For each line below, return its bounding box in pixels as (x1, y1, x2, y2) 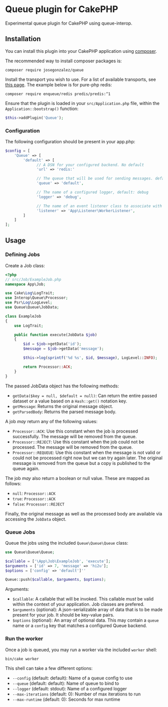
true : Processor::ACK (12, 495, 56, 501)
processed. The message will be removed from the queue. (12, 444, 133, 450)
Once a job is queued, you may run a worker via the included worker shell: (5, 647, 157, 653)
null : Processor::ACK (12, 490, 56, 496)
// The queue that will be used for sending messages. (36, 176, 153, 181)
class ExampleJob (5, 314, 41, 319)
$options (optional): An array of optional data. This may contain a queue (12, 617, 159, 624)
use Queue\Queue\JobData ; (5, 305, 59, 310)
